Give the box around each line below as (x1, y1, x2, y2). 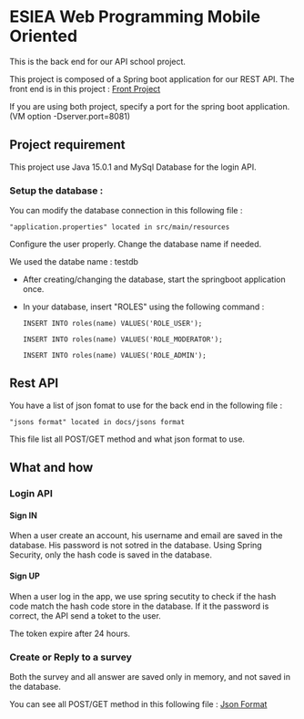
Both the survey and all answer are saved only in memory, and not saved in (9, 671, 291, 682)
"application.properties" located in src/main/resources (9, 223, 230, 232)
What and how (9, 460, 94, 475)
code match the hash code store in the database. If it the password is (9, 600, 269, 611)
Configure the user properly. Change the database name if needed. (9, 239, 262, 250)
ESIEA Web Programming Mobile (9, 6, 261, 27)
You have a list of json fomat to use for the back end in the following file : (9, 400, 283, 411)
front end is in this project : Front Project (9, 83, 161, 94)
